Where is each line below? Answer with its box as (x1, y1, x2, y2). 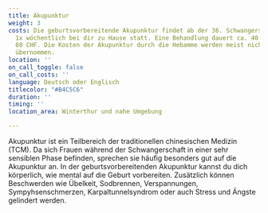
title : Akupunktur (8, 11, 69, 20)
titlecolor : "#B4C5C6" (8, 85, 84, 94)
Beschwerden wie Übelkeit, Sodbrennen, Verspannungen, (8, 179, 199, 188)
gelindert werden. (8, 196, 66, 205)
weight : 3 (8, 19, 41, 27)
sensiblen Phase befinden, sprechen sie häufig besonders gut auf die (8, 153, 237, 163)
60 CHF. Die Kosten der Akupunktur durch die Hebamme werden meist (15, 41, 245, 49)
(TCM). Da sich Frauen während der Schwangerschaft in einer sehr (8, 145, 229, 154)
